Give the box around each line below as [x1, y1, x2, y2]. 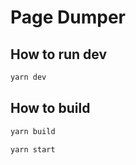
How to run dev [10, 46, 108, 63]
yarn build [10, 126, 56, 136]
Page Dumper [10, 6, 126, 29]
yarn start [10, 144, 56, 155]
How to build [10, 100, 91, 117]
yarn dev [10, 72, 47, 82]
